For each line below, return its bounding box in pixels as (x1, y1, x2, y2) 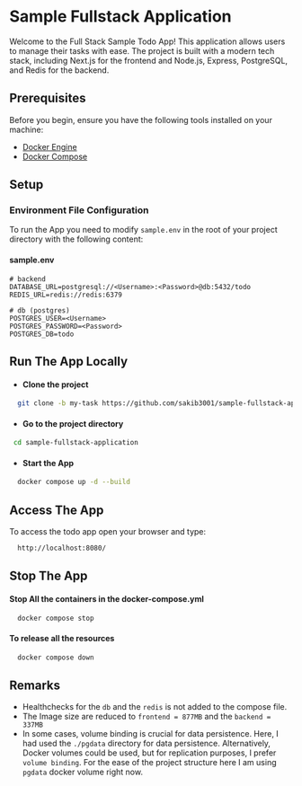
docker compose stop (17, 614, 94, 623)
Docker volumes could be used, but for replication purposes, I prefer (22, 747, 277, 758)
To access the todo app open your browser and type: (9, 526, 207, 537)
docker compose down (17, 653, 94, 662)
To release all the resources (9, 633, 115, 644)
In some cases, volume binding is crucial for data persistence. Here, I (22, 729, 279, 739)
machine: (9, 124, 44, 135)
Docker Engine (22, 141, 78, 152)
